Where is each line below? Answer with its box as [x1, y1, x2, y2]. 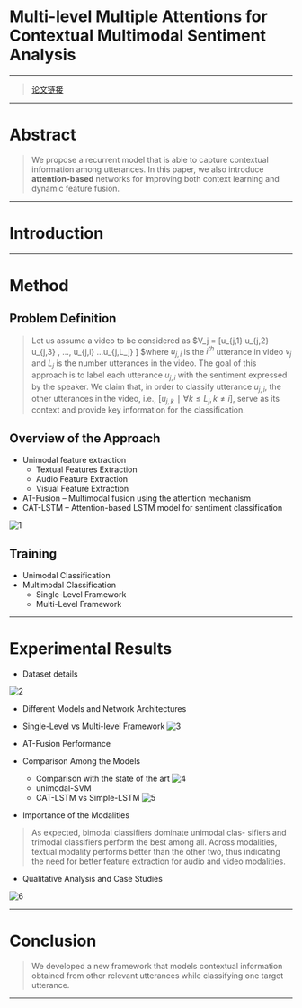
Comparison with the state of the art [35, 773, 171, 785]
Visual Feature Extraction [35, 484, 129, 495]
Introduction [9, 223, 104, 244]
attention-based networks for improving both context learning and [31, 173, 280, 184]
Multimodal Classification [22, 579, 117, 591]
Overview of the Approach [9, 431, 161, 446]
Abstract [9, 124, 76, 145]
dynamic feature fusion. [31, 183, 120, 194]
